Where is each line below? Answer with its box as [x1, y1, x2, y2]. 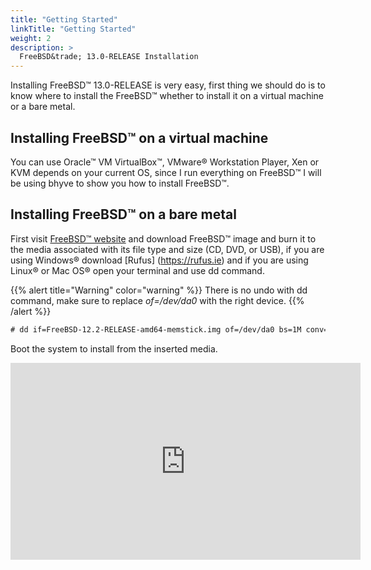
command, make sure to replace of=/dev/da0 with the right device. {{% [10, 294, 305, 306]
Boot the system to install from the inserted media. [10, 342, 218, 355]
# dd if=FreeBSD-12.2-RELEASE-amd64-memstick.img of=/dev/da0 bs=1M [10, 324, 302, 335]
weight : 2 [10, 33, 52, 43]
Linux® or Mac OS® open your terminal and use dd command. [10, 264, 265, 276]
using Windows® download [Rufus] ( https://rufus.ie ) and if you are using [10, 254, 309, 266]
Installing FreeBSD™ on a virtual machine [10, 129, 269, 146]
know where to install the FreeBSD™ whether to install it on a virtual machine [10, 90, 325, 102]
